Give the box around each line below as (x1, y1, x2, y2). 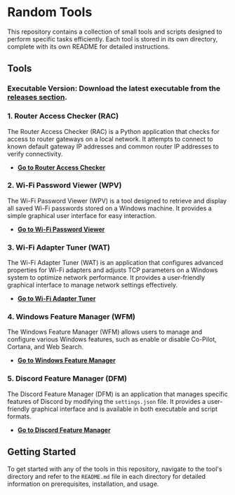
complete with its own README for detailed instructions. (7, 42, 170, 50)
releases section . (7, 93, 68, 102)
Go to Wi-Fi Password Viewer (17, 225, 105, 233)
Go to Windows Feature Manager (17, 356, 116, 365)
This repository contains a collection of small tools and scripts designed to (7, 27, 222, 36)
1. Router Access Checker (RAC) (7, 111, 119, 121)
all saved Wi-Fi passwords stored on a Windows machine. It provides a (7, 204, 212, 212)
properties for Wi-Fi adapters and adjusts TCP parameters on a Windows (7, 266, 218, 274)
